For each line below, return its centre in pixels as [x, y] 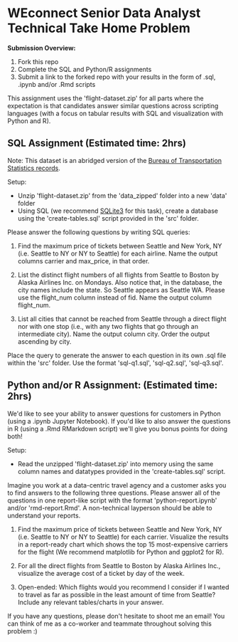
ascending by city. [44, 341]
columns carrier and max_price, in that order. [83, 261]
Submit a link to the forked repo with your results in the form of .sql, [117, 77]
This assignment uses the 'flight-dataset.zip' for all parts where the [106, 98]
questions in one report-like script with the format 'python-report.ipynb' [112, 500]
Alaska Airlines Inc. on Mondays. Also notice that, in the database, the [120, 282]
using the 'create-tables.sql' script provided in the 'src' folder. [108, 218]
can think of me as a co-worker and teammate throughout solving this [109, 623]
